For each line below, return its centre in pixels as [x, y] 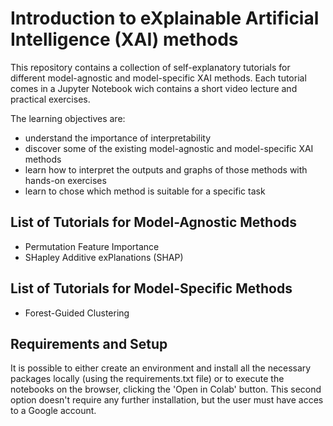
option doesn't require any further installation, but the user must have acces [167, 400]
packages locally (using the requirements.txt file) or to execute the [147, 379]
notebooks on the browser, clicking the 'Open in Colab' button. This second [166, 389]
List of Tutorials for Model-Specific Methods [151, 288]
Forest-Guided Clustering [77, 313]
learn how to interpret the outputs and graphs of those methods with [166, 169]
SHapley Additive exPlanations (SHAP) [104, 257]
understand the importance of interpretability [117, 138]
